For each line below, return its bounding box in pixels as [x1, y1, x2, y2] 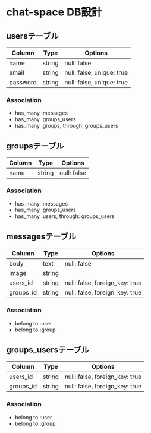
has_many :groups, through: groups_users [14, 122, 118, 129]
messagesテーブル [6, 231, 76, 241]
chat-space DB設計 [6, 5, 102, 19]
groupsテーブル [6, 141, 64, 151]
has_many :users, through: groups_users [14, 213, 115, 220]
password [9, 78, 37, 86]
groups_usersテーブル [6, 344, 89, 355]
